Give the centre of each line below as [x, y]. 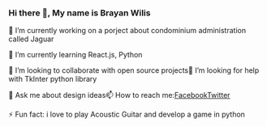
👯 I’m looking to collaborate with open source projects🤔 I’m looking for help [134, 70]
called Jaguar [31, 39]
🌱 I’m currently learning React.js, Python [75, 55]
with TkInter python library [53, 79]
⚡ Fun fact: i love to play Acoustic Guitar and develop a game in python [127, 114]
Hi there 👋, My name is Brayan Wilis [80, 13]
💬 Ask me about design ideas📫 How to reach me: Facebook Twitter [119, 95]
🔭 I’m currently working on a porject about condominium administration [127, 31]
